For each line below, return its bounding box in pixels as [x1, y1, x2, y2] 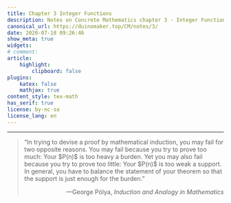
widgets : [7, 42, 32, 49]
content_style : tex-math [7, 94, 78, 100]
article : [7, 55, 32, 62]
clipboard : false [32, 67, 81, 74]
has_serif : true [7, 100, 54, 107]
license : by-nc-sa [7, 106, 60, 113]
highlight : [19, 61, 51, 68]
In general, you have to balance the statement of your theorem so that [23, 167, 222, 175]
